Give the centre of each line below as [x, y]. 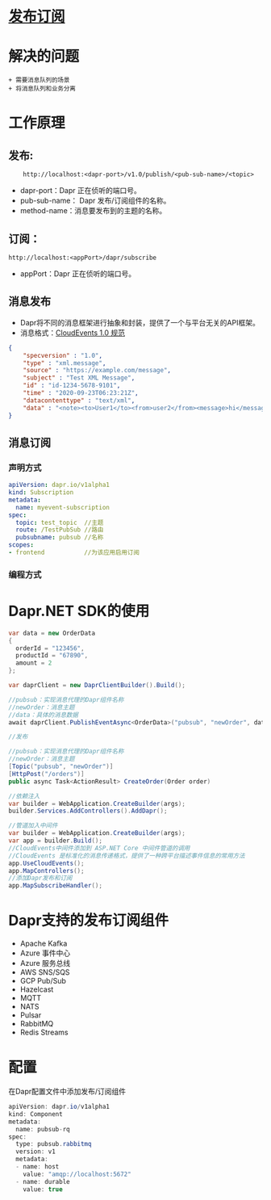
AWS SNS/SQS [45, 972]
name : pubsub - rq [43, 1129]
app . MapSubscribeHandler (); [56, 886]
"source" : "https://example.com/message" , [97, 371]
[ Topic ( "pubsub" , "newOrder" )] [61, 767]
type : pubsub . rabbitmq [54, 1144]
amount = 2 [34, 663]
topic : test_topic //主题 [60, 522]
